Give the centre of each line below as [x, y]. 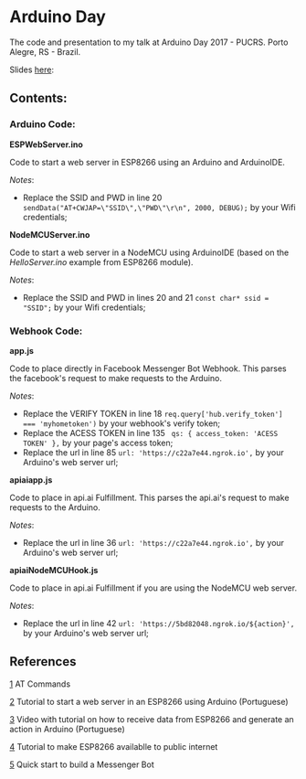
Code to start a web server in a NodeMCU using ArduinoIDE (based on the [149, 252]
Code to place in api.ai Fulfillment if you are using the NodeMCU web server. [153, 588]
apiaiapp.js [31, 480]
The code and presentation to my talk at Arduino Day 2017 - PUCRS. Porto [149, 42]
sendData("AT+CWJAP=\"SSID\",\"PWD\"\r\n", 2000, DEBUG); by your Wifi [159, 207]
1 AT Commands [40, 684]
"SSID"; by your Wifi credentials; [84, 307]
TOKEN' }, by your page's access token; [98, 443]
